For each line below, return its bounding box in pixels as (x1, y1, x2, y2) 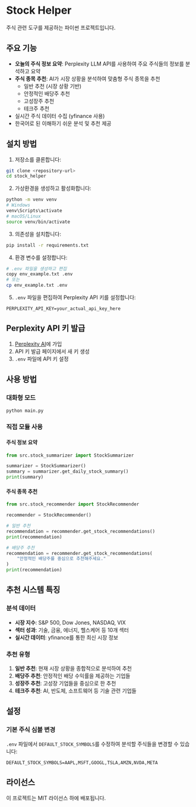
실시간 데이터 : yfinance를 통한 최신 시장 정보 (14, 634, 119, 641)
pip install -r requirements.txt (6, 242, 89, 248)
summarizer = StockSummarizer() (6, 463, 86, 469)
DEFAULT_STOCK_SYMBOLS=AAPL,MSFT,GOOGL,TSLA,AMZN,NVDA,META (6, 759, 159, 766)
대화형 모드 (6, 394, 36, 402)
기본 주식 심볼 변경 (6, 725, 56, 734)
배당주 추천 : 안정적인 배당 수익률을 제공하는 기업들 (14, 672, 131, 679)
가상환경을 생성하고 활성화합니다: (14, 185, 91, 192)
